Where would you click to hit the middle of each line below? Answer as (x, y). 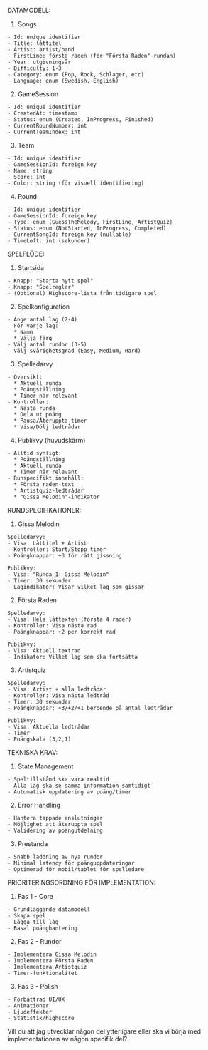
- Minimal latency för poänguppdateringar (71, 863)
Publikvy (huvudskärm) (51, 440)
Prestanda (33, 844)
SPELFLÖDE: (26, 254)
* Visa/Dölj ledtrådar (47, 427)
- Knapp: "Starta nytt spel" (50, 281)
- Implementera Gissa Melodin (52, 954)
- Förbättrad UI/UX (36, 999)
